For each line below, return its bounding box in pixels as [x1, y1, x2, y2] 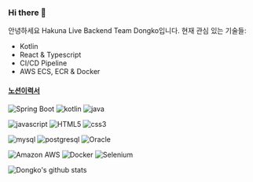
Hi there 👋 [8, 7, 47, 18]
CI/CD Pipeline [19, 58, 68, 68]
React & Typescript [19, 50, 82, 60]
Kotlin [19, 42, 38, 51]
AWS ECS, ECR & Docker [19, 67, 101, 76]
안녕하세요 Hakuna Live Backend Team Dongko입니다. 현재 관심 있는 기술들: [8, 26, 247, 35]
